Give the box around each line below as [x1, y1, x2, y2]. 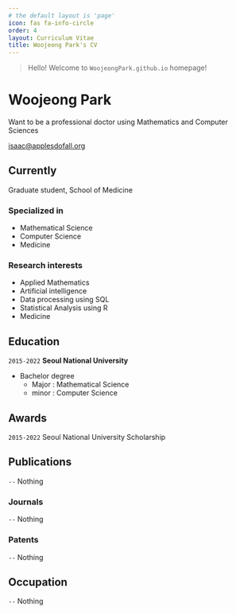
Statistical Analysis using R [19, 303, 109, 313]
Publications [8, 455, 72, 469]
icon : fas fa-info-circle [8, 19, 94, 27]
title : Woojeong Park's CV [8, 41, 98, 49]
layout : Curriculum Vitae [8, 33, 94, 42]
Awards [8, 411, 48, 425]
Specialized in [8, 204, 64, 216]
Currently [8, 164, 57, 177]
